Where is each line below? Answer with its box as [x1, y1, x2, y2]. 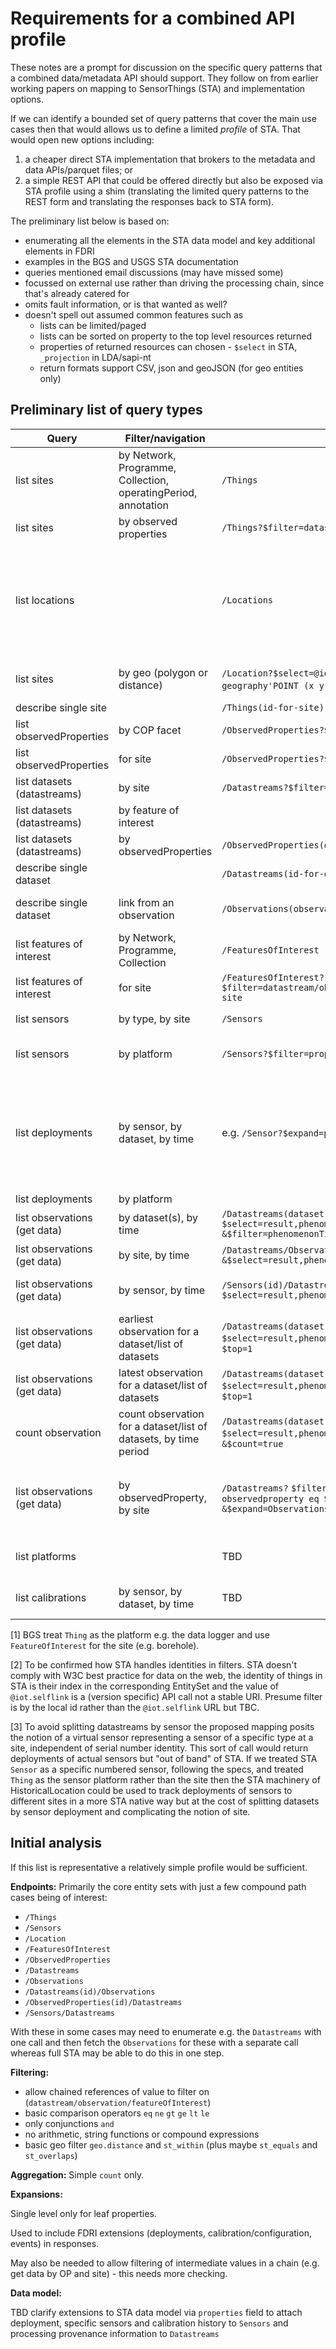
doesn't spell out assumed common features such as [24, 308, 244, 321]
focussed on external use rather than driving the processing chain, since [24, 277, 325, 289]
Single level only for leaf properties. [10, 2207, 157, 2219]
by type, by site [118, 1012, 191, 1026]
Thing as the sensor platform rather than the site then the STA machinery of [10, 1773, 321, 1786]
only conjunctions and [24, 2117, 115, 2129]
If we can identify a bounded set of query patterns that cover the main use [10, 112, 317, 124]
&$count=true [221, 1438, 284, 1449]
